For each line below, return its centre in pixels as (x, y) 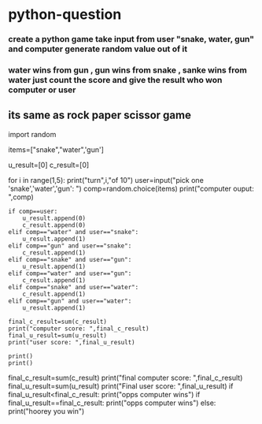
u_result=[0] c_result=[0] (49, 165)
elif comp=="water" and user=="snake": (74, 232)
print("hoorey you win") (46, 411)
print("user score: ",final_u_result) (72, 342)
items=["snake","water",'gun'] (56, 149)
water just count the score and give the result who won (115, 80)
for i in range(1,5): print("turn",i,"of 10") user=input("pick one (106, 180)
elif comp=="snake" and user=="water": (74, 287)
